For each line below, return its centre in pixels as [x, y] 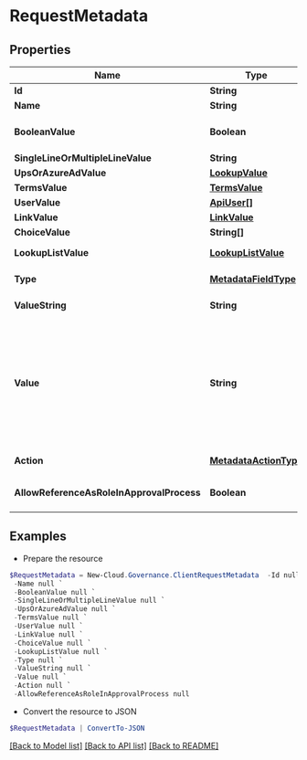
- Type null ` [38, 660]
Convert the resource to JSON [79, 711]
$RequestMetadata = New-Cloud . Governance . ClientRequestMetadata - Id [145, 575]
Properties [40, 50]
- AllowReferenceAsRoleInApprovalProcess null [101, 694]
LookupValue [238, 173]
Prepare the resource [63, 558]
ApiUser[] [231, 202]
